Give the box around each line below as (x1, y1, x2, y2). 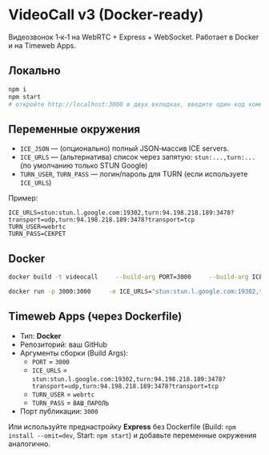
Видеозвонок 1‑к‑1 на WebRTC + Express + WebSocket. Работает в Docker (8, 32, 259, 42)
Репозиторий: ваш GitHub (19, 339, 108, 349)
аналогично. (8, 439, 50, 449)
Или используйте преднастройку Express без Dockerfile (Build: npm (8, 421, 236, 431)
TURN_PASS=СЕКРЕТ (8, 230, 66, 238)
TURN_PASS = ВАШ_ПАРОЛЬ (31, 397, 110, 407)
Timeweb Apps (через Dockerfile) (8, 310, 183, 323)
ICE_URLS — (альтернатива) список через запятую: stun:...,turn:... (19, 152, 256, 162)
